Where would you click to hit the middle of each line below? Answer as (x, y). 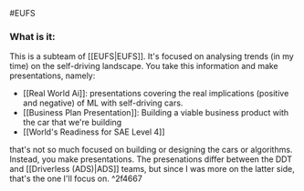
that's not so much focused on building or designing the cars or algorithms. (151, 150)
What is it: (32, 36)
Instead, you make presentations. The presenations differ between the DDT (151, 159)
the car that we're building (72, 123)
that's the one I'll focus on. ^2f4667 (76, 179)
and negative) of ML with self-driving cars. (103, 103)
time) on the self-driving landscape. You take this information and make (144, 66)
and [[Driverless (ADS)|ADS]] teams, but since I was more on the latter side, (152, 169)
